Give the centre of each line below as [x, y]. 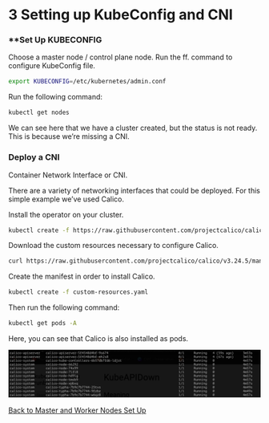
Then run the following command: [64, 307]
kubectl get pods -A [43, 323]
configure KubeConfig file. [52, 66]
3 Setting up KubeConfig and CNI [121, 15]
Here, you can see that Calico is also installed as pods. [98, 339]
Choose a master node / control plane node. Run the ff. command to [120, 57]
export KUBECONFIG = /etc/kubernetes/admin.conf [87, 82]
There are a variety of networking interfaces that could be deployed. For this [134, 190]
